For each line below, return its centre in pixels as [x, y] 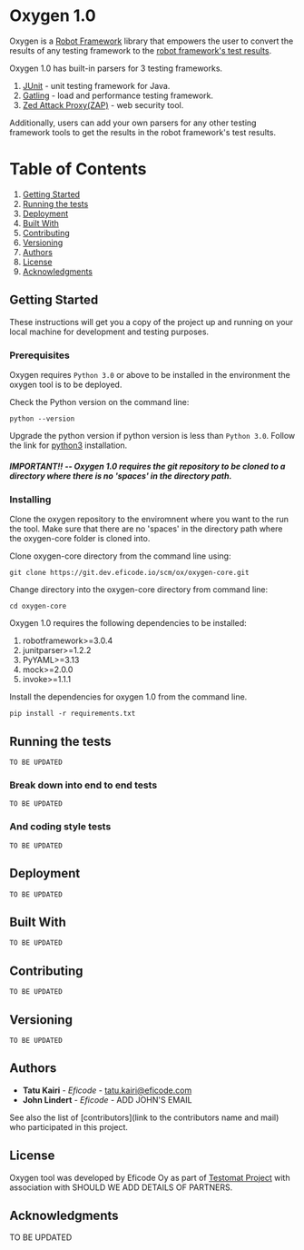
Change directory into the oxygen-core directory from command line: [139, 590]
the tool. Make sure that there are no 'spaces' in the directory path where [146, 529]
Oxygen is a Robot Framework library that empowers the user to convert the [152, 41]
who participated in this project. [69, 1126]
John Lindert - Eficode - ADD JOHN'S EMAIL [107, 1099]
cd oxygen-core [38, 606]
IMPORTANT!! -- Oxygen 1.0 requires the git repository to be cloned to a [147, 466]
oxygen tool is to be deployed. [66, 384]
